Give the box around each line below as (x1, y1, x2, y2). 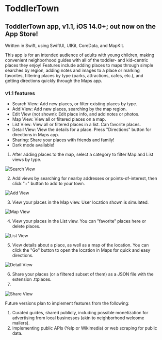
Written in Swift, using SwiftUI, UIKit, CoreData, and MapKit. (5, 43, 125, 49)
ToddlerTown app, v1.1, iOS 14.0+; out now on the (5, 22, 156, 31)
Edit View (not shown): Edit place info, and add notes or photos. (12, 111, 140, 117)
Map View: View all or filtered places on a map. (12, 116, 106, 122)
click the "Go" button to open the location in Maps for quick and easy (12, 247, 150, 253)
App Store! (5, 30, 38, 38)
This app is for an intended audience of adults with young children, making (5, 52, 154, 58)
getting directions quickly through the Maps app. (5, 78, 103, 83)
